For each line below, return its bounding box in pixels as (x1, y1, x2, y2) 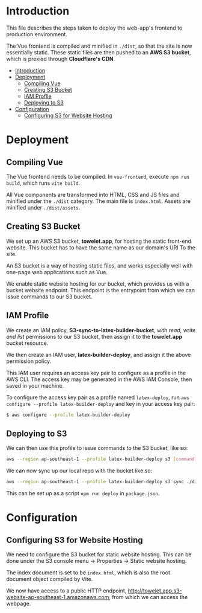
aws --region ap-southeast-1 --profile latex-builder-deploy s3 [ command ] (6, 456, 198, 463)
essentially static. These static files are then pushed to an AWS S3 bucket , (6, 48, 191, 56)
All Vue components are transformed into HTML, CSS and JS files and (6, 191, 180, 198)
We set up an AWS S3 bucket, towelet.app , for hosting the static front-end (6, 237, 191, 245)
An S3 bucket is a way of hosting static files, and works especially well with (6, 262, 194, 269)
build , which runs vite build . (6, 179, 80, 187)
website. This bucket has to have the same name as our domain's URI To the (6, 243, 195, 251)
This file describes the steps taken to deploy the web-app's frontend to (6, 24, 183, 31)
